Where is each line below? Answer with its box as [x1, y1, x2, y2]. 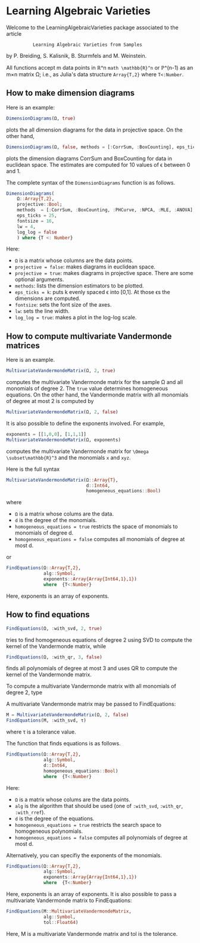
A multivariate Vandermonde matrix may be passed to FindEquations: [6, 701, 176, 708]
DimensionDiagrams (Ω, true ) [6, 115, 76, 121]
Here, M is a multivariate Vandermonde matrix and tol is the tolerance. [6, 930, 178, 937]
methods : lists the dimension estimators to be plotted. [14, 282, 144, 289]
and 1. [6, 167, 21, 174]
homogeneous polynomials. [14, 828, 83, 835]
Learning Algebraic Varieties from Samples [32, 42, 143, 48]
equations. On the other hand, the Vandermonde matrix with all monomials [6, 391, 189, 398]
